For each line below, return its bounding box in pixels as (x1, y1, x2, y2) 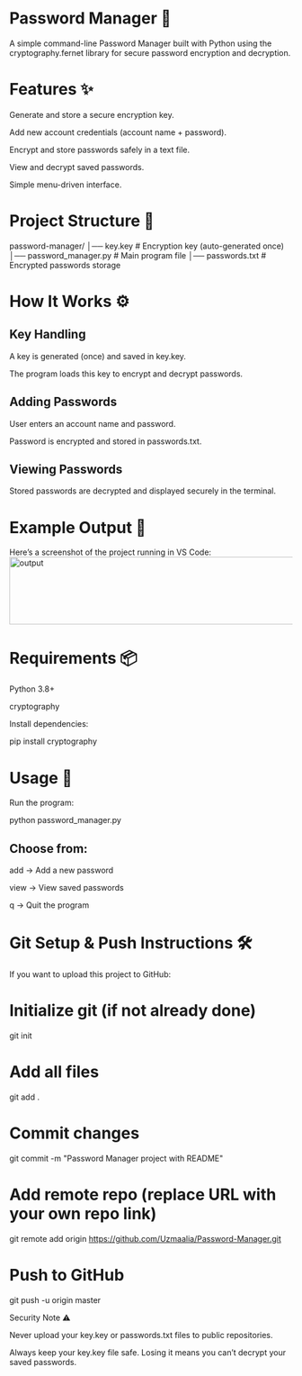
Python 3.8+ (9, 683, 56, 694)
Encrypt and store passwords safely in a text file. (9, 144, 191, 155)
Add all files (9, 1062, 100, 1082)
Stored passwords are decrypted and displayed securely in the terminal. (9, 485, 277, 496)
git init (9, 1030, 33, 1041)
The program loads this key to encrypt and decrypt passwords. (9, 368, 244, 379)
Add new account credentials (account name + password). (9, 126, 227, 138)
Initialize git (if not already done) (9, 1000, 256, 1021)
